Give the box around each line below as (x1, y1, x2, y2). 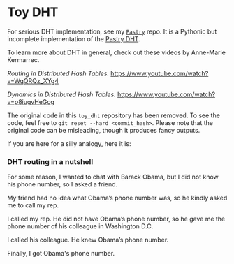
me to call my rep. (7, 201, 59, 210)
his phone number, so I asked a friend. (7, 180, 118, 189)
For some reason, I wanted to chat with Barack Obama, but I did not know (7, 173, 219, 182)
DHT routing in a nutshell (7, 156, 94, 166)
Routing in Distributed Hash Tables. (7, 69, 110, 78)
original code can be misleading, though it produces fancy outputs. (7, 126, 200, 134)
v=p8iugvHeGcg (7, 97, 54, 105)
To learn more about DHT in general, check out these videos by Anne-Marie (7, 48, 226, 57)
